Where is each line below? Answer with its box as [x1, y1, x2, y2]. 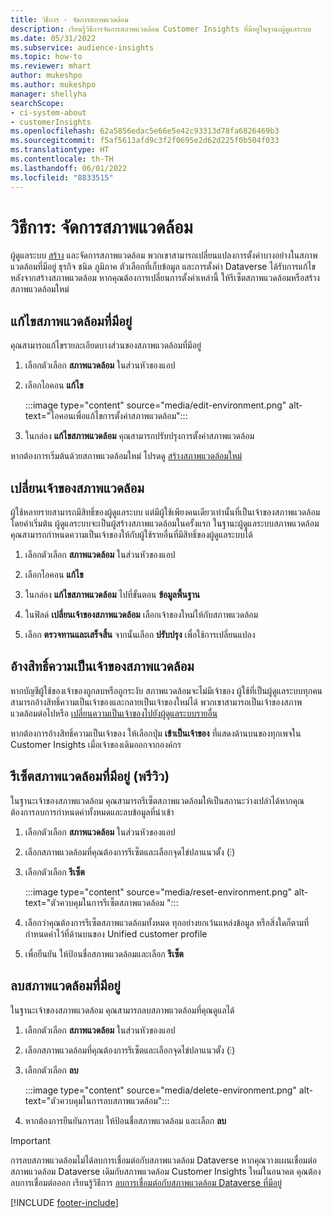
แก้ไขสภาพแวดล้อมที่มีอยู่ [10, 312, 133, 330]
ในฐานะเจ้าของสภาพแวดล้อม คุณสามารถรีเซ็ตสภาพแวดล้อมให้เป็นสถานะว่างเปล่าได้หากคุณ [10, 794, 305, 806]
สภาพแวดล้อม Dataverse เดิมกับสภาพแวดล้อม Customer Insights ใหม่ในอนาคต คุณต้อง [10, 1165, 322, 1177]
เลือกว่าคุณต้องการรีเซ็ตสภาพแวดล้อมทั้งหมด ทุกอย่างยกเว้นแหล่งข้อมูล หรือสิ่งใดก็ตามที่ [24, 916, 310, 928]
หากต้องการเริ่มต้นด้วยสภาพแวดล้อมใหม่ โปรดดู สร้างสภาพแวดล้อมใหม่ [10, 450, 243, 462]
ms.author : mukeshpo [10, 80, 97, 90]
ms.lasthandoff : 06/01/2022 [10, 163, 128, 173]
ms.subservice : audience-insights [10, 42, 155, 53]
